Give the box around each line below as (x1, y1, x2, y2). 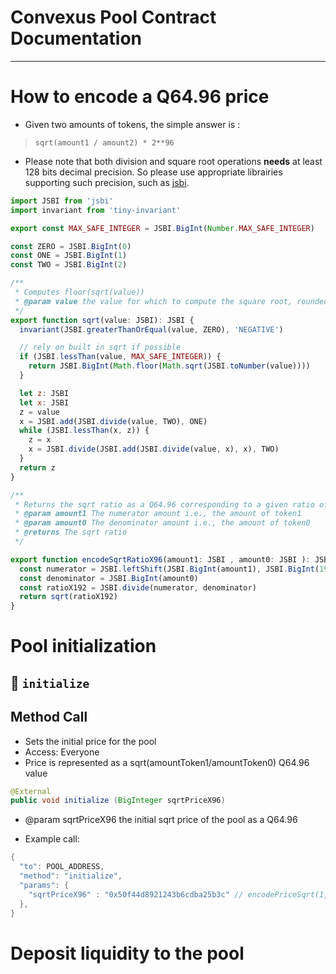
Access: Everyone (24, 746, 100, 758)
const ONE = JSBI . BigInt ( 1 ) (10, 251, 128, 261)
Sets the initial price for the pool (24, 735, 157, 747)
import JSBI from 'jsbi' (10, 196, 114, 206)
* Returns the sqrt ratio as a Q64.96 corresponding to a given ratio (14, 499, 315, 510)
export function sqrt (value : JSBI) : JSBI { (10, 315, 195, 325)
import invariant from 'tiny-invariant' (10, 205, 182, 215)
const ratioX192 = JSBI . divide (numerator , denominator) (19, 582, 257, 593)
